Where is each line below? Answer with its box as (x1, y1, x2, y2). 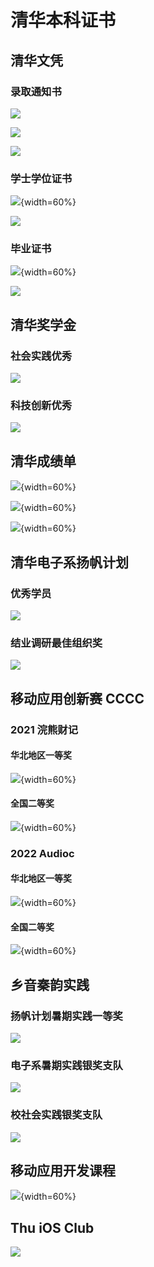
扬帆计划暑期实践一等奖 (10, 1009, 123, 1023)
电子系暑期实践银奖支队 (10, 1058, 123, 1072)
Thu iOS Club (10, 1219, 95, 1236)
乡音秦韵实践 (10, 976, 90, 993)
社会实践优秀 (10, 349, 73, 363)
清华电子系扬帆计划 (10, 554, 129, 571)
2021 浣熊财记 (10, 722, 79, 736)
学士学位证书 (10, 171, 73, 185)
